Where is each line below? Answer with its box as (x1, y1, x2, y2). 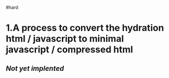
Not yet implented (6, 64, 65, 73)
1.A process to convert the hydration (6, 22, 164, 34)
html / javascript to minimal (6, 33, 124, 45)
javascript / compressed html (6, 44, 133, 56)
